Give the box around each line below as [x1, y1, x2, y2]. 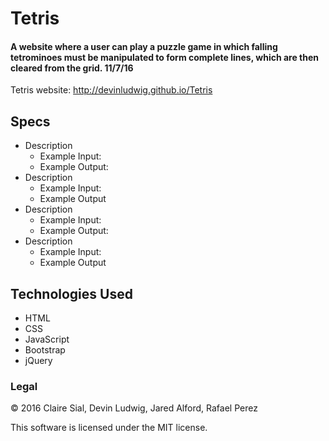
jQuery [24, 355, 53, 367]
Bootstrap [24, 344, 66, 356]
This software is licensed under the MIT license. [10, 422, 208, 434]
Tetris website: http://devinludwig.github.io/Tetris [10, 84, 213, 96]
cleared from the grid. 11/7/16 [10, 62, 134, 74]
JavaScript [24, 333, 70, 346]
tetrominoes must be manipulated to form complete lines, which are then [10, 51, 320, 63]
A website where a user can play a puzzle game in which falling [10, 40, 278, 52]
